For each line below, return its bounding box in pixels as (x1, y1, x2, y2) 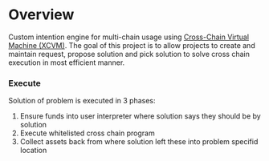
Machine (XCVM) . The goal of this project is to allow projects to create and (8, 40, 255, 50)
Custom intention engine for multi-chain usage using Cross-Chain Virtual (8, 32, 250, 42)
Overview (8, 6, 75, 24)
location (19, 146, 47, 155)
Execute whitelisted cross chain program (19, 128, 155, 138)
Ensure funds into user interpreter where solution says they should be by (19, 111, 261, 121)
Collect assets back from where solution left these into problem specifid (19, 137, 259, 147)
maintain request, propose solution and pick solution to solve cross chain (8, 49, 251, 58)
